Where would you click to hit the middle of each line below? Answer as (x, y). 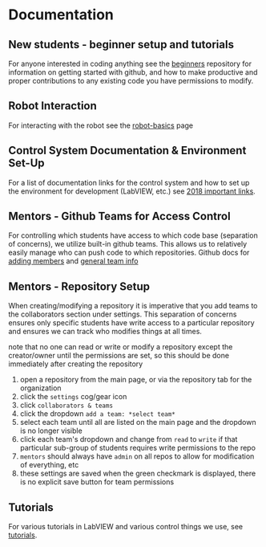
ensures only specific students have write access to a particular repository (131, 323)
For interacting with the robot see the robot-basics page (101, 125)
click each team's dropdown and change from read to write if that (129, 439)
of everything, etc (49, 465)
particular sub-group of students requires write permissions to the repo (138, 448)
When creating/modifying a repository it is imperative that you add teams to (133, 306)
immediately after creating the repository (76, 364)
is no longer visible (51, 431)
